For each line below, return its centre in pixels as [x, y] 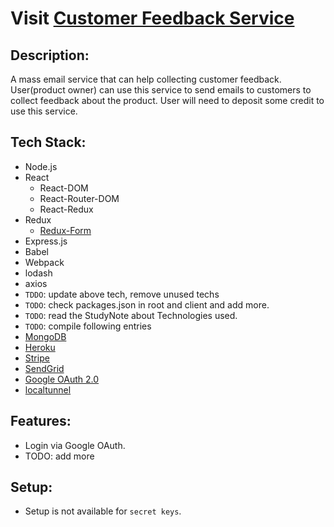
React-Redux [66, 209]
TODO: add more [59, 456]
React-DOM [64, 188]
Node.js [41, 166]
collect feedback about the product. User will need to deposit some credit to [167, 100]
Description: [50, 55]
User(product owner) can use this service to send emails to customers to [161, 90]
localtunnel [48, 389]
